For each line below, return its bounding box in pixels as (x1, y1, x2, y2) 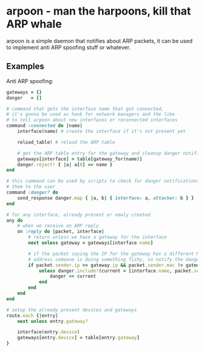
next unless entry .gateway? (17, 318, 88, 324)
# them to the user (6, 184, 56, 190)
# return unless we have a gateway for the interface (28, 234, 167, 240)
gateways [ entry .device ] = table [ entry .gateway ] (17, 335, 140, 341)
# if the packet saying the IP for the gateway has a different (28, 251, 194, 257)
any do (6, 217, 23, 223)
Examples (6, 61, 44, 72)
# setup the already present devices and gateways (6, 306, 137, 313)
